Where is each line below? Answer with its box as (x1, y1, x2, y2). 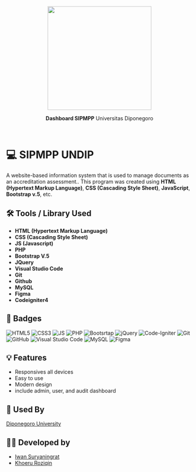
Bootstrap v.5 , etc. (6, 190, 52, 198)
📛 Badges (6, 314, 42, 324)
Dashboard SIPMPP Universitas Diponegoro (45, 115, 154, 121)
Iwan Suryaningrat (14, 453, 60, 460)
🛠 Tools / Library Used (6, 208, 92, 219)
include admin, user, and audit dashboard (14, 387, 117, 394)
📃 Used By (6, 404, 45, 415)
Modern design (14, 381, 52, 388)
